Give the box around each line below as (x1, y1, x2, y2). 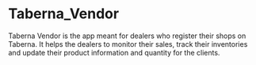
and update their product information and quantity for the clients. (8, 48, 220, 57)
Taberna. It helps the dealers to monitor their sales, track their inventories (8, 39, 248, 48)
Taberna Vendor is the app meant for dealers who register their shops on (8, 31, 246, 40)
